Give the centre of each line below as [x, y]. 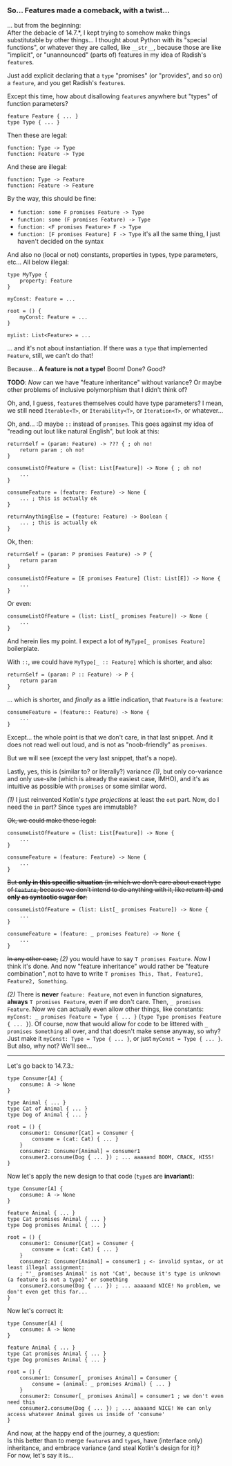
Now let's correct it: [35, 1311]
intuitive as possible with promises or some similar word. [87, 786]
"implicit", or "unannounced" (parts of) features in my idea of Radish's [107, 55]
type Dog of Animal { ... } [48, 1115]
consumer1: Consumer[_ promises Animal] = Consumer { [98, 1378]
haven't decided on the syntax [60, 242]
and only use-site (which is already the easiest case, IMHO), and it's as [108, 779]
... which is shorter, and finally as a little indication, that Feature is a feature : [115, 700]
